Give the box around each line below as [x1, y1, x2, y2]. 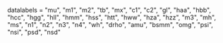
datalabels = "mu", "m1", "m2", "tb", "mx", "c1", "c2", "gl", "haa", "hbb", [7, 6, 212, 14]
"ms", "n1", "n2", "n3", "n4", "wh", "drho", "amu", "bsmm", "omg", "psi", [7, 21, 214, 28]
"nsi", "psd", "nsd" [7, 28, 61, 36]
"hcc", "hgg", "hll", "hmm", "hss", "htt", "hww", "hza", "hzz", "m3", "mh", [7, 13, 217, 21]
